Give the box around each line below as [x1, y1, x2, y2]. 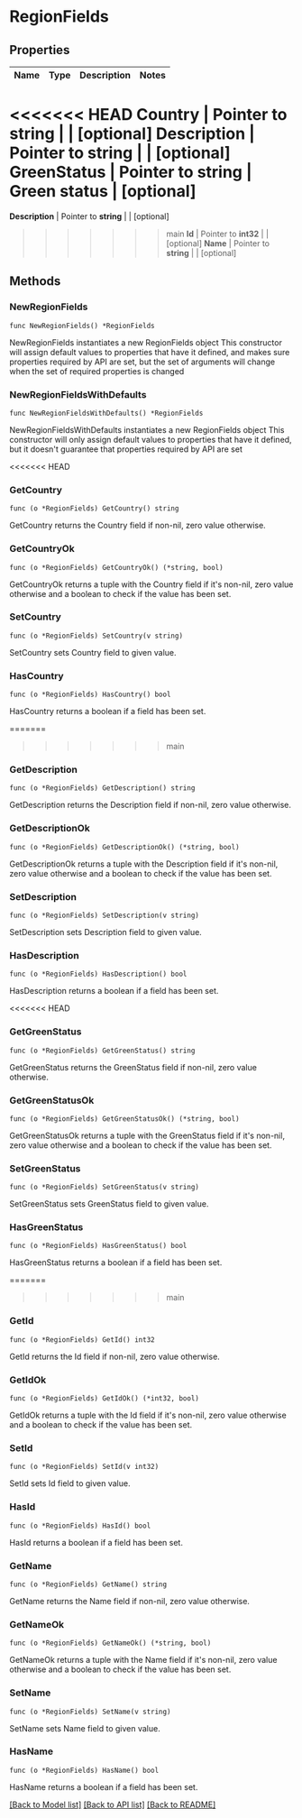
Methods [9, 273, 61, 289]
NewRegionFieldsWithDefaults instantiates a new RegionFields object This [9, 424, 285, 435]
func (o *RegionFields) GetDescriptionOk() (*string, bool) [9, 842, 241, 851]
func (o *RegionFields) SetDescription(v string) [9, 911, 200, 920]
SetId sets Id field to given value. [9, 1478, 131, 1489]
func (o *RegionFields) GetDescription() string [9, 784, 196, 793]
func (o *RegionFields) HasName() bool [9, 1766, 160, 1775]
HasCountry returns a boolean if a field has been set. [9, 706, 206, 717]
